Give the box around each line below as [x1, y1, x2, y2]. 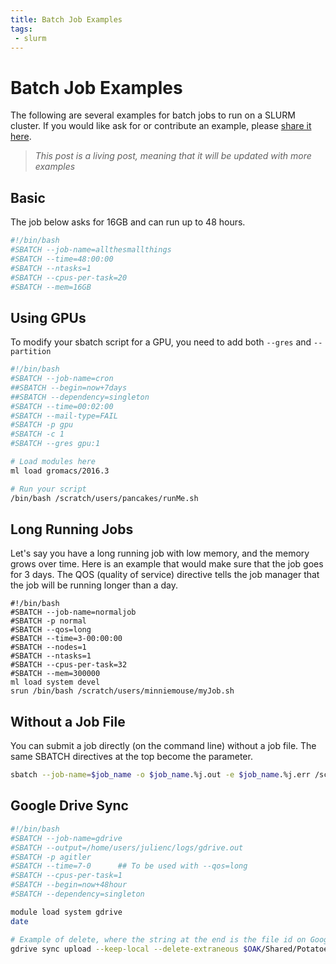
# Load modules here [10, 457, 97, 467]
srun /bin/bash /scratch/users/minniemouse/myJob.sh [10, 686, 235, 696]
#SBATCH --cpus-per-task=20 [10, 272, 128, 283]
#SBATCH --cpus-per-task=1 [10, 871, 123, 881]
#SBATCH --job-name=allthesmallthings [10, 245, 172, 255]
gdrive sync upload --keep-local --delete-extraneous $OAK [10, 944, 262, 954]
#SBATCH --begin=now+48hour [10, 880, 128, 890]
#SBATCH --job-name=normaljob [10, 607, 137, 618]
